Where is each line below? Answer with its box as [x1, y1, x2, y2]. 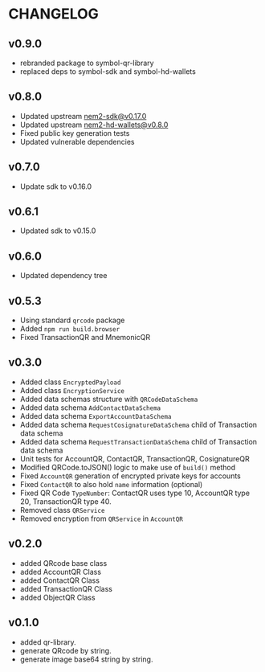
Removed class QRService [19, 505, 105, 514]
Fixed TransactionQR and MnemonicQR [19, 333, 151, 342]
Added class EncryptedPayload [19, 377, 121, 387]
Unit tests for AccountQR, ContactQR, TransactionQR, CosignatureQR [19, 453, 251, 463]
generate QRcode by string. [19, 645, 112, 655]
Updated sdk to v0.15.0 [19, 226, 96, 236]
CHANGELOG [8, 5, 99, 23]
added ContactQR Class [19, 576, 100, 585]
